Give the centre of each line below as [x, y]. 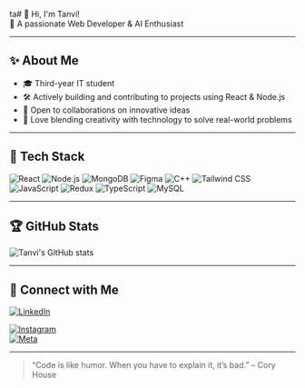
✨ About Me [44, 60]
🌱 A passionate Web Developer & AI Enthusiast [97, 24]
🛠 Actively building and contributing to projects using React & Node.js [154, 96]
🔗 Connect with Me [64, 289]
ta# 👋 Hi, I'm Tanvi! [44, 14]
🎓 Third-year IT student [69, 83]
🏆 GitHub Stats [54, 227]
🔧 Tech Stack [47, 157]
